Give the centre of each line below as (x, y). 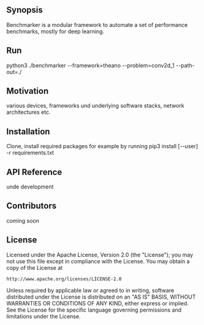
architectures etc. (28, 112)
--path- (185, 65)
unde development (30, 187)
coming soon (23, 220)
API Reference (34, 172)
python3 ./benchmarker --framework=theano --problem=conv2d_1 (90, 65)
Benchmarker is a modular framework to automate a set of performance (97, 24)
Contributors (32, 206)
